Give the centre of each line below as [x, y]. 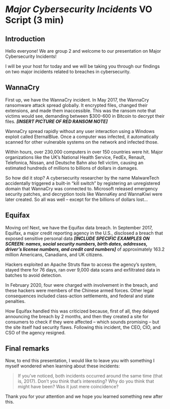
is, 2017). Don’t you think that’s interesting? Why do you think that [86, 381]
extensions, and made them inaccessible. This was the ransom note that [80, 111]
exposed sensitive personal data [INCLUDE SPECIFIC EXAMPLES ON [78, 238]
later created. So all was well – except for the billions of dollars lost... [77, 199]
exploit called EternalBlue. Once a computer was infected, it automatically [82, 137]
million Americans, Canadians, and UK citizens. [54, 254]
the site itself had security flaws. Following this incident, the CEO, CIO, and [83, 327]
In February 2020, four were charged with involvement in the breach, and [81, 285]
